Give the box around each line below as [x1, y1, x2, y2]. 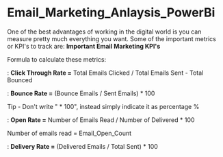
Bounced [7, 75, 33, 84]
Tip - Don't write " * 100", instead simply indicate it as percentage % [7, 102, 200, 110]
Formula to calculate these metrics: [7, 55, 107, 63]
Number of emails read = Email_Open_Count [7, 129, 132, 137]
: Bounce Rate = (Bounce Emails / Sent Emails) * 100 [7, 89, 155, 97]
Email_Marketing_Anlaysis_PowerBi [7, 5, 215, 21]
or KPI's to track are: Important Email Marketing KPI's [7, 42, 161, 50]
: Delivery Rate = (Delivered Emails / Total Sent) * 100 [7, 142, 159, 150]
